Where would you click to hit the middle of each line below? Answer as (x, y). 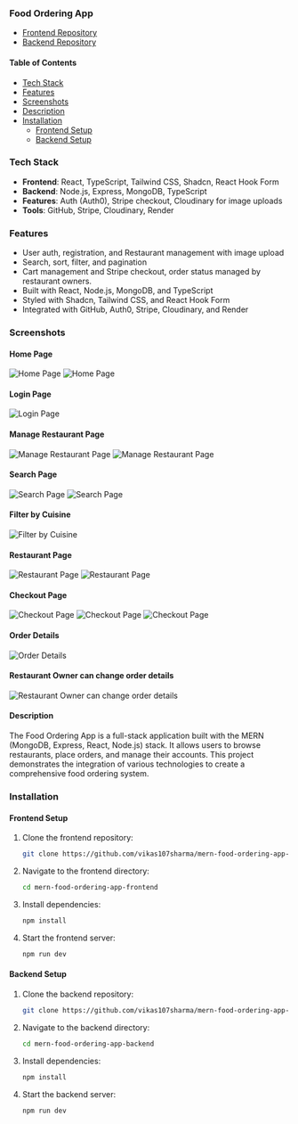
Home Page (31, 354)
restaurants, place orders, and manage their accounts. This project (132, 755)
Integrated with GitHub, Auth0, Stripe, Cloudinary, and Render (135, 309)
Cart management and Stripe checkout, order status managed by (141, 272)
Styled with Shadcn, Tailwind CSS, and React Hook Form (126, 300)
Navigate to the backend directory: (86, 1027)
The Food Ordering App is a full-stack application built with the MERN (137, 736)
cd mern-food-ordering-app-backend (88, 1044)
